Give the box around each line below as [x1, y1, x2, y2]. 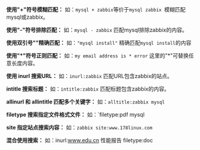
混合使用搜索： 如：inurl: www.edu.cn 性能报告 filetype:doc [6, 137, 153, 144]
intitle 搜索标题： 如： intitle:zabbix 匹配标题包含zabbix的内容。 [6, 85, 170, 93]
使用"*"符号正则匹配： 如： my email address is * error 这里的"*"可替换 [6, 52, 189, 59]
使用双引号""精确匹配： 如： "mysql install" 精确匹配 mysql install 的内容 [6, 39, 192, 46]
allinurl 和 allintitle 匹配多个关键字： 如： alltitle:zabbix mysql [6, 98, 165, 105]
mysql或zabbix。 [6, 13, 49, 21]
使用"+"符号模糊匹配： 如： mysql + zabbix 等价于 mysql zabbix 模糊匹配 [6, 6, 186, 13]
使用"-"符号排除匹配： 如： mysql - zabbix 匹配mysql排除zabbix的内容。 [6, 27, 188, 33]
